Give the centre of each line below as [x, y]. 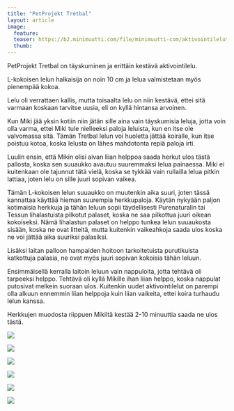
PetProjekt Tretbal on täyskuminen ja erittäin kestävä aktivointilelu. [102, 66]
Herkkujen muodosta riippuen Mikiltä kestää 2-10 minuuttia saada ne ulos [112, 315]
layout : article [31, 20]
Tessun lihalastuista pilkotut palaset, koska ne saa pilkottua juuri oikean [109, 215]
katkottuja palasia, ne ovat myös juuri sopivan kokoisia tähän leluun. [104, 258]
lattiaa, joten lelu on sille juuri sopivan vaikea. [72, 179]
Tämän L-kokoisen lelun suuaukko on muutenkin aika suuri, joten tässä [109, 193]
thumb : [23, 46]
